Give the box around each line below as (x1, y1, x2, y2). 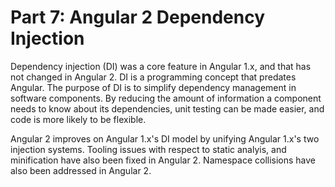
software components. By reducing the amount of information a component (10, 92, 322, 104)
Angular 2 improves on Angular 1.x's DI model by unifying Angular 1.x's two (10, 132, 320, 145)
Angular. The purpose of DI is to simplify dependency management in (10, 81, 297, 93)
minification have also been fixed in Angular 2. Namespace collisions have (10, 154, 317, 166)
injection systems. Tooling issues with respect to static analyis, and (10, 143, 287, 155)
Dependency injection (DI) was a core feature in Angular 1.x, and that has (10, 60, 312, 72)
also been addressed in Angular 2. (10, 164, 152, 176)
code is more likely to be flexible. (10, 113, 147, 125)
